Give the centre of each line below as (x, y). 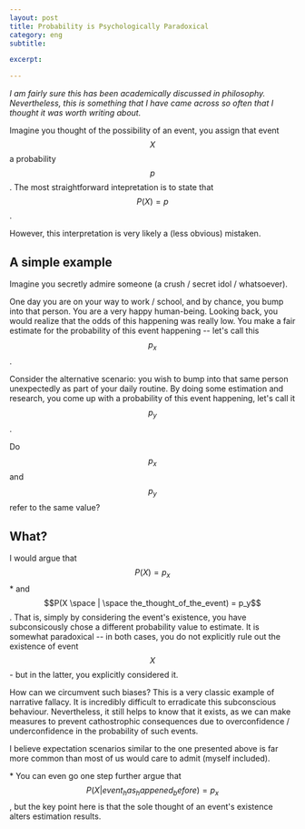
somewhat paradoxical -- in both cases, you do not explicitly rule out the (145, 636)
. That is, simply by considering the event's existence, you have (128, 617)
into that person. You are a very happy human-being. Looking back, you (144, 311)
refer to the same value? (55, 508)
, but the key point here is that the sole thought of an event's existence (142, 806)
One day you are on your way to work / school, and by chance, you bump (147, 301)
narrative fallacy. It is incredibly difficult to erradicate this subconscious (143, 702)
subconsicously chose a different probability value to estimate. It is (135, 627)
